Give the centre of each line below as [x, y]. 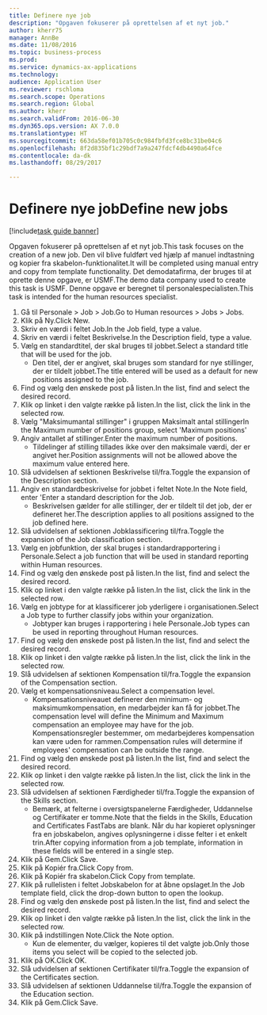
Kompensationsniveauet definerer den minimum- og [117, 700]
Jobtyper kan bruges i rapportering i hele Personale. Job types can [141, 624]
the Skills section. [49, 800]
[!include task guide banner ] [54, 231]
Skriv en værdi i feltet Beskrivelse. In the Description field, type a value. [136, 338]
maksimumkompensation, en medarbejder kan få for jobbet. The [136, 708]
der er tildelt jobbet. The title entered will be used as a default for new [145, 371]
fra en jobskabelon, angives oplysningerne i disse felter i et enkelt [140, 834]
